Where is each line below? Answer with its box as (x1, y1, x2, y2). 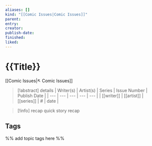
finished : (5, 35, 26, 40)
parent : (5, 16, 21, 21)
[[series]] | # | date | (17, 98, 59, 104)
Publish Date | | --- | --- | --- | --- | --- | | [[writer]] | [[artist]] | (17, 93, 144, 99)
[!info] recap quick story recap (17, 108, 80, 114)
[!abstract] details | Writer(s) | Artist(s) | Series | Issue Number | (17, 87, 148, 93)
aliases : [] (5, 7, 30, 12)
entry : (5, 21, 19, 26)
